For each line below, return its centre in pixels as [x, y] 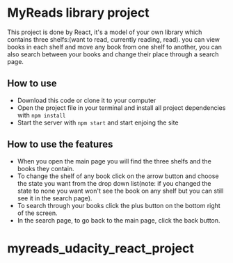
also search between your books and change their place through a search [113, 54]
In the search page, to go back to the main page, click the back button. [119, 220]
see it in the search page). [55, 198]
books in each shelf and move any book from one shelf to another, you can [115, 47]
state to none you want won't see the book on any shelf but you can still [120, 191]
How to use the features [60, 144]
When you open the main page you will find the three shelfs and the [114, 161]
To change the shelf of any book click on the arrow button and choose [118, 176]
